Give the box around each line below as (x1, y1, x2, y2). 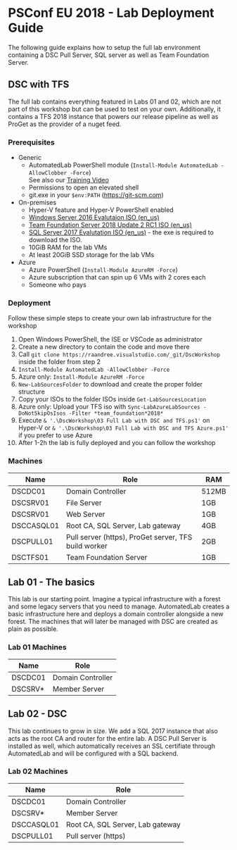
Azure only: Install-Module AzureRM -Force (18, 373, 145, 381)
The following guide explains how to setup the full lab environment (8, 43, 201, 51)
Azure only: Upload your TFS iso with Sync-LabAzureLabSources (18, 403, 200, 411)
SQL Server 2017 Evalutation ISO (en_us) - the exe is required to (28, 228, 214, 237)
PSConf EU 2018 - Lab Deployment (8, 5, 214, 21)
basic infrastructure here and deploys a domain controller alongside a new (8, 610, 224, 618)
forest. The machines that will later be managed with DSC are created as (8, 618, 218, 626)
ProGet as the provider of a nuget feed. (8, 120, 122, 128)
